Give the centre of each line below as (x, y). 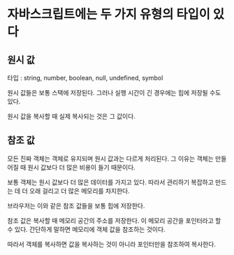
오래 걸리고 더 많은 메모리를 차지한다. (80, 191)
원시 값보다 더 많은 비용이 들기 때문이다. (82, 167)
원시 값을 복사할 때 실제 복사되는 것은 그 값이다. (72, 116)
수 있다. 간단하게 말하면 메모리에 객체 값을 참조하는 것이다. (86, 229)
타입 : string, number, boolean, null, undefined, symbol (85, 78)
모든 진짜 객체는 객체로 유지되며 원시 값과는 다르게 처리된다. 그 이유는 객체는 (111, 159)
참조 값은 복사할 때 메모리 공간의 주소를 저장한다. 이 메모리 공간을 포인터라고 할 (114, 220)
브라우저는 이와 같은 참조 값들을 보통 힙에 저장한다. (76, 205)
